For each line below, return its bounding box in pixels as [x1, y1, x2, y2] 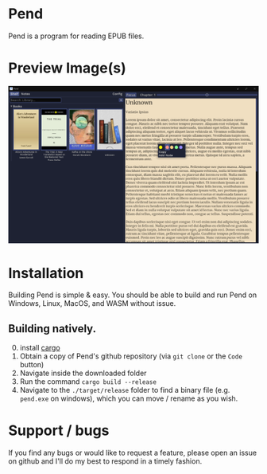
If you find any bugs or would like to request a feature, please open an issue [8, 448, 257, 458]
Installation [8, 264, 84, 282]
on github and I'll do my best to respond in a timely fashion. [8, 456, 203, 466]
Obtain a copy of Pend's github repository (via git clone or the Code [19, 351, 242, 361]
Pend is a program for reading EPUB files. [8, 31, 145, 41]
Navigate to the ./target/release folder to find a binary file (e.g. [19, 386, 230, 395]
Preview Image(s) [8, 59, 126, 77]
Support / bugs [8, 421, 110, 440]
